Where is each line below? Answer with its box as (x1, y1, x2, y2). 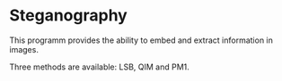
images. (9, 44, 39, 54)
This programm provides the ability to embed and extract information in (9, 35, 274, 45)
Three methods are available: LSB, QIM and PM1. (9, 61, 190, 72)
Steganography (9, 5, 128, 26)
